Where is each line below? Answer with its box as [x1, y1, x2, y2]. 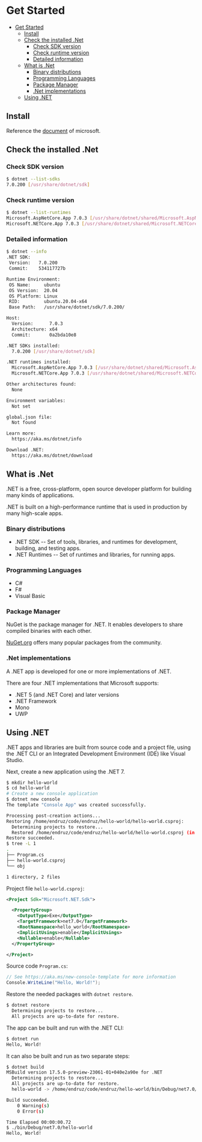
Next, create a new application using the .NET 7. [6, 768, 125, 775]
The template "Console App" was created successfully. [6, 802, 147, 808]
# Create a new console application [6, 791, 98, 797]
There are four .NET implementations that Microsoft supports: [6, 679, 159, 686]
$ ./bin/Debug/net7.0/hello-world [6, 1125, 93, 1131]
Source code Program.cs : [6, 962, 68, 969]
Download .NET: [6, 447, 44, 453]
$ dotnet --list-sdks [6, 176, 61, 182]
